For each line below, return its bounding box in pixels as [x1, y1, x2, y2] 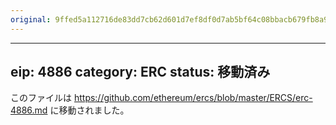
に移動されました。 [49, 104, 130, 116]
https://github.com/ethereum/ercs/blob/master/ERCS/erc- [73, 92, 313, 104]
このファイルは [10, 92, 72, 104]
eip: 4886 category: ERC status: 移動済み [10, 64, 271, 81]
